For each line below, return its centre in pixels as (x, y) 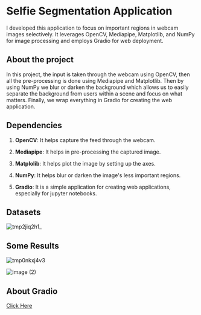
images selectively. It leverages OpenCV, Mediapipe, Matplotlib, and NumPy (101, 34)
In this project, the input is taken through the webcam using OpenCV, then (98, 74)
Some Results (33, 246)
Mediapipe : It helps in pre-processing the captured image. (88, 152)
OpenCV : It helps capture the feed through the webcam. (85, 140)
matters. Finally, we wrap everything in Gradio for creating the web (89, 100)
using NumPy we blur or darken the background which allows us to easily (97, 87)
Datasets (24, 212)
